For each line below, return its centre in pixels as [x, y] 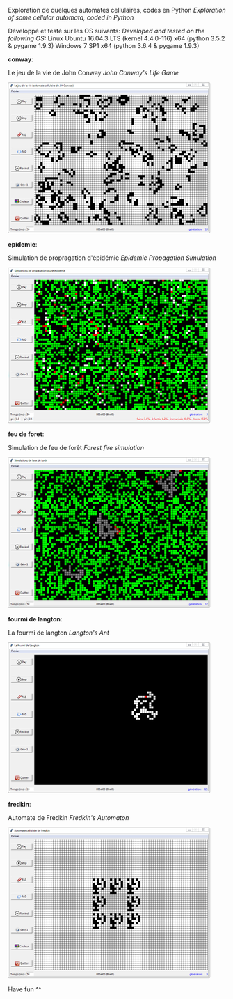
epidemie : [23, 244]
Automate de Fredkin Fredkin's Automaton [69, 818]
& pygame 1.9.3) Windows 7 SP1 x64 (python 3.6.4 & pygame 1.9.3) [104, 46]
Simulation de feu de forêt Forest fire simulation [76, 448]
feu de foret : [26, 434]
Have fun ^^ [25, 989]
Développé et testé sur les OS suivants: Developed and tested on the [106, 31]
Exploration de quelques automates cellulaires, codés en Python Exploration [117, 10]
